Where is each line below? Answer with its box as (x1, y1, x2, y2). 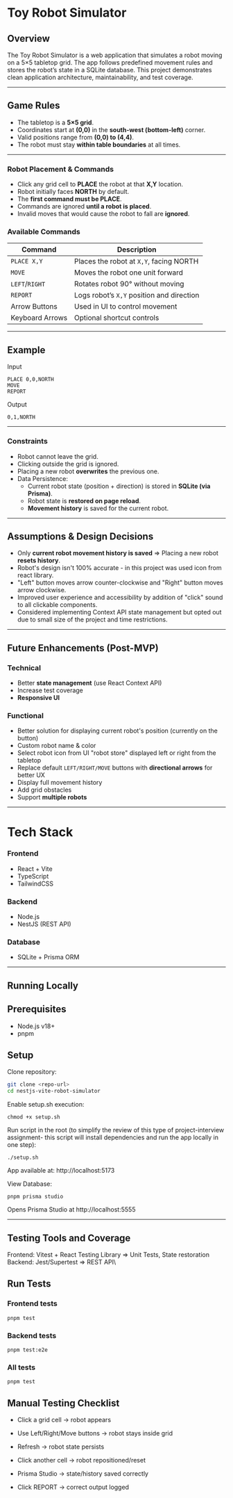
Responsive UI (17, 694, 60, 702)
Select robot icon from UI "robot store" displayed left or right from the (17, 749, 216, 757)
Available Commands (7, 227, 81, 237)
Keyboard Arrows (10, 313, 68, 323)
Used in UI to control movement (74, 302, 178, 311)
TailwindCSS (17, 879, 54, 888)
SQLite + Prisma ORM (17, 953, 80, 961)
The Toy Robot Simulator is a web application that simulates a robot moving (7, 51, 223, 59)
